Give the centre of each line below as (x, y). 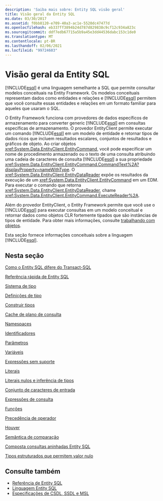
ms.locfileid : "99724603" (31, 50)
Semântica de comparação (32, 437)
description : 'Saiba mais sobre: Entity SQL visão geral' (65, 9)
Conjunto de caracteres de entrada (40, 390)
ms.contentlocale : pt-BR (30, 41)
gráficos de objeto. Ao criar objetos (41, 144)
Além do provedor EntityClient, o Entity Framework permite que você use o (80, 205)
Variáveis (14, 352)
